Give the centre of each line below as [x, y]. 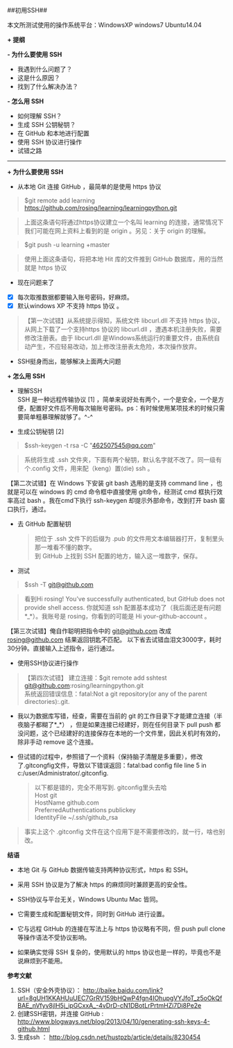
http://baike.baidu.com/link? [123, 990]
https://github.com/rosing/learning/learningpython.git [101, 208]
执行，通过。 [31, 509]
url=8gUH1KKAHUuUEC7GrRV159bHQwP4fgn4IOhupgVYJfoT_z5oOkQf [120, 998]
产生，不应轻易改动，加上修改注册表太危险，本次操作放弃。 [115, 347]
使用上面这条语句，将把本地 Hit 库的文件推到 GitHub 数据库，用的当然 [123, 259]
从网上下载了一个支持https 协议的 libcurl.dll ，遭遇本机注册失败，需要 [123, 329]
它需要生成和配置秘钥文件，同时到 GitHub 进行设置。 [93, 914]
